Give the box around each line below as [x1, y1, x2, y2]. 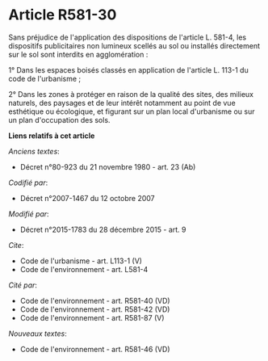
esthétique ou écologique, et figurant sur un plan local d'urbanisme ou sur [8, 107, 256, 116]
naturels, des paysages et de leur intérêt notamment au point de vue [8, 98, 236, 107]
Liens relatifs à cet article [8, 131, 95, 141]
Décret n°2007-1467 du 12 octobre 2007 [19, 193, 155, 203]
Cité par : [8, 280, 38, 290]
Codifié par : [8, 178, 48, 187]
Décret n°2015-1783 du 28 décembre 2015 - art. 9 [19, 225, 186, 234]
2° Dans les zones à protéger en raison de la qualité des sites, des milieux [8, 89, 254, 99]
